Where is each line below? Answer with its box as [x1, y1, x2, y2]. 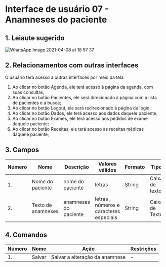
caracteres [95, 208, 120, 214]
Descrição [64, 163, 89, 170]
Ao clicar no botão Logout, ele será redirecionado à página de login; [12, 105, 151, 111]
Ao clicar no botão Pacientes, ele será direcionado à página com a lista [12, 94, 157, 100]
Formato [124, 163, 145, 170]
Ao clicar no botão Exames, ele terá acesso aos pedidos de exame [12, 115, 148, 121]
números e [95, 202, 120, 209]
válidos [98, 166, 117, 173]
